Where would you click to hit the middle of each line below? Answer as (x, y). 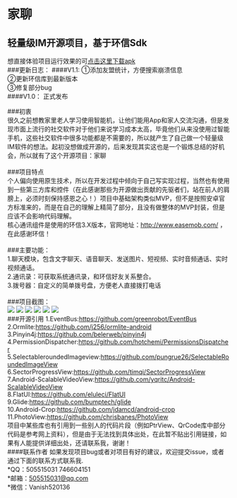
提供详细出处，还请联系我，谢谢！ (81, 443)
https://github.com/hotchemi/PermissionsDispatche (154, 342)
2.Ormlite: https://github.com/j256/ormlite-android (79, 327)
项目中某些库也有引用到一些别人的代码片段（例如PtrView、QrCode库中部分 (116, 425)
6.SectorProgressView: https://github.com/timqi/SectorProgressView (107, 372)
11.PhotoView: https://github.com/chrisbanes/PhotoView (88, 417)
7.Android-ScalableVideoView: (51, 379)
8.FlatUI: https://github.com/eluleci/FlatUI (66, 394)
